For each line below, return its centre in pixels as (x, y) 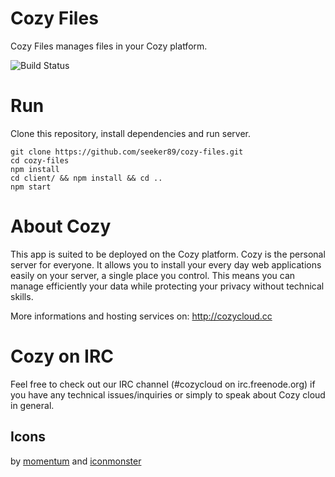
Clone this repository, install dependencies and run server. (130, 133)
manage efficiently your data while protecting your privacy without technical (167, 286)
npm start (31, 187)
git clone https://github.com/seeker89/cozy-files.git (127, 152)
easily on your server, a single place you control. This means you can (153, 275)
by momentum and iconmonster (76, 461)
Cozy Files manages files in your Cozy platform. (109, 46)
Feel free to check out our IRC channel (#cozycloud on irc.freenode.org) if (163, 384)
